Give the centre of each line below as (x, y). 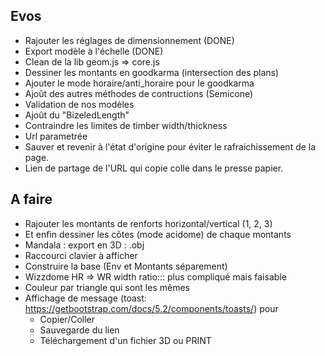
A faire (31, 199)
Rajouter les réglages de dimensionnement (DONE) (129, 40)
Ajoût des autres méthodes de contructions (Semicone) (139, 93)
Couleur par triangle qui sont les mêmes (107, 287)
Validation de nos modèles (79, 104)
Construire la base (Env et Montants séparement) (126, 266)
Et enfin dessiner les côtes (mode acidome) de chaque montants (158, 234)
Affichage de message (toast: (85, 298)
